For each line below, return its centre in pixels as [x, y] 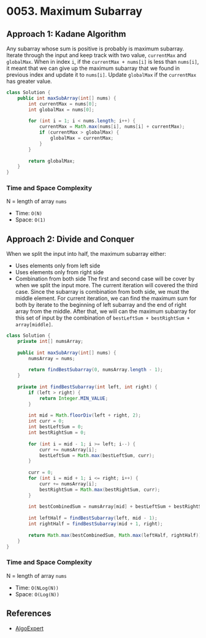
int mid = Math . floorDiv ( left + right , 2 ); [85, 415]
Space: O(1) [30, 220]
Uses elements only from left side [58, 266]
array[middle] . [34, 325]
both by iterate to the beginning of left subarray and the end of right [101, 305]
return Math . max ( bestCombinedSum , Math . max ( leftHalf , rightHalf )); [116, 535]
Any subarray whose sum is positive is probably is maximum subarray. [95, 48]
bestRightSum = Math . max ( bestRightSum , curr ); [100, 490]
